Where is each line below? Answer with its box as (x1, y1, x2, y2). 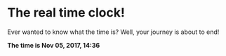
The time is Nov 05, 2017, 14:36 (7, 41, 100, 49)
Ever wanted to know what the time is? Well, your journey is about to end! (7, 28, 220, 36)
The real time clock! (7, 5, 125, 21)
